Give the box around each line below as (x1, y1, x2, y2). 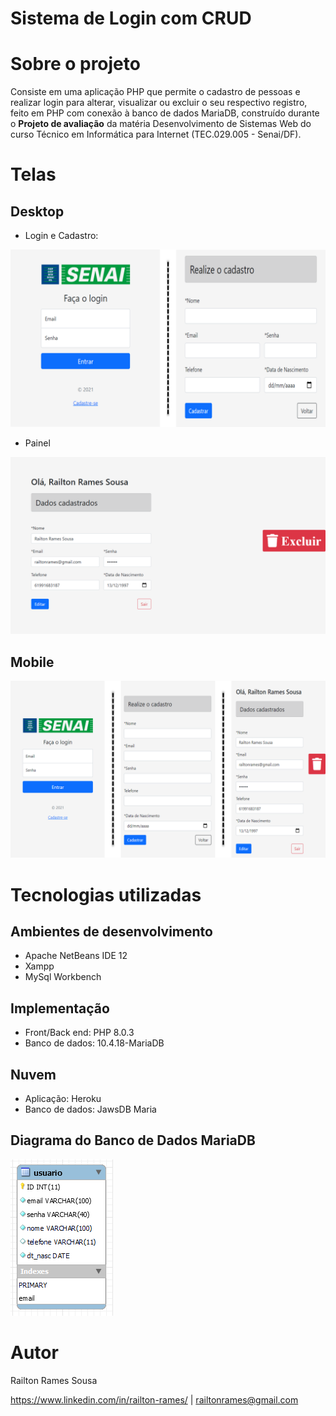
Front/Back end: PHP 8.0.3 (24, 1027, 135, 1039)
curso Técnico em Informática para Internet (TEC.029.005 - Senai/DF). (10, 128, 302, 141)
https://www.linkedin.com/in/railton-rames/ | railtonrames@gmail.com (10, 1393, 299, 1406)
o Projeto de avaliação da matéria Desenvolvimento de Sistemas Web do (10, 118, 312, 130)
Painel (24, 437, 51, 449)
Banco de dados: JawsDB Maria (24, 1103, 157, 1116)
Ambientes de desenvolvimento (10, 923, 213, 941)
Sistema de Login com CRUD (10, 7, 252, 30)
